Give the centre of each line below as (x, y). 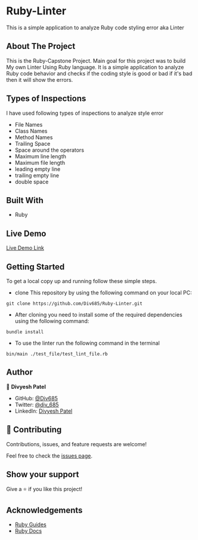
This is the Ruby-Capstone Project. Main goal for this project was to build (96, 60)
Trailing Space (33, 143)
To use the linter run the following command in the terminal (87, 343)
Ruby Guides (30, 524)
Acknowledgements (44, 510)
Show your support (43, 475)
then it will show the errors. (40, 79)
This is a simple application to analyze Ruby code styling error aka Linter (95, 27)
